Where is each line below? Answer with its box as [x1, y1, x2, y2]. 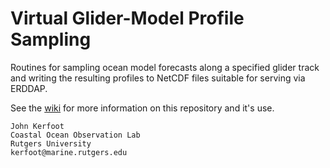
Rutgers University [10, 138, 92, 149]
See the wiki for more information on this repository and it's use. [10, 102, 275, 114]
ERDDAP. [10, 82, 48, 94]
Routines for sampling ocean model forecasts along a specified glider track [10, 61, 320, 73]
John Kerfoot [10, 121, 65, 131]
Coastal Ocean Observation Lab [10, 130, 141, 140]
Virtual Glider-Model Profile [10, 7, 245, 30]
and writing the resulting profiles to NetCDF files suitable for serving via [10, 72, 306, 84]
